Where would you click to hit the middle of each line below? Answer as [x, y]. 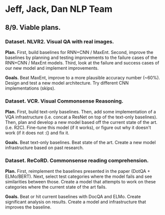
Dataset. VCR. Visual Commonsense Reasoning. [64, 101]
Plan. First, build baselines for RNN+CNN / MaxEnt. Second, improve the [79, 52]
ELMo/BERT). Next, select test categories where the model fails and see [79, 176]
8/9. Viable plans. [33, 27]
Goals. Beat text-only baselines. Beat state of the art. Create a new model [81, 143]
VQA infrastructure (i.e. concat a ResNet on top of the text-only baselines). [81, 117]
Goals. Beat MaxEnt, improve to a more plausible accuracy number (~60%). [82, 77]
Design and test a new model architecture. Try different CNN [67, 83]
